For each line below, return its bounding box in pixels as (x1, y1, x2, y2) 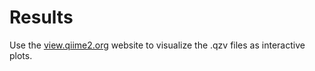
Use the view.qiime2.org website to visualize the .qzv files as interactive (9, 39, 306, 51)
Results (9, 6, 74, 29)
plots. (9, 49, 33, 61)
